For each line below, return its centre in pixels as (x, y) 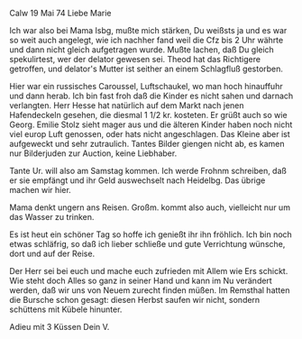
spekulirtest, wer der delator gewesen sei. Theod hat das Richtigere (135, 59)
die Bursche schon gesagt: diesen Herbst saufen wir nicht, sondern (135, 300)
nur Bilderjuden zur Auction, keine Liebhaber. (93, 153)
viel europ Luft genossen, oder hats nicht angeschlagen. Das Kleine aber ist (150, 134)
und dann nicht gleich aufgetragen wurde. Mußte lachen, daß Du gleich (142, 50)
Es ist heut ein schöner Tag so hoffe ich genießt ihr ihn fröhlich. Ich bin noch (151, 234)
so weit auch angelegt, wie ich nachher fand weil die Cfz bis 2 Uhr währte (146, 40)
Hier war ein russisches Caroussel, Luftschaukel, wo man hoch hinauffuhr (146, 86)
